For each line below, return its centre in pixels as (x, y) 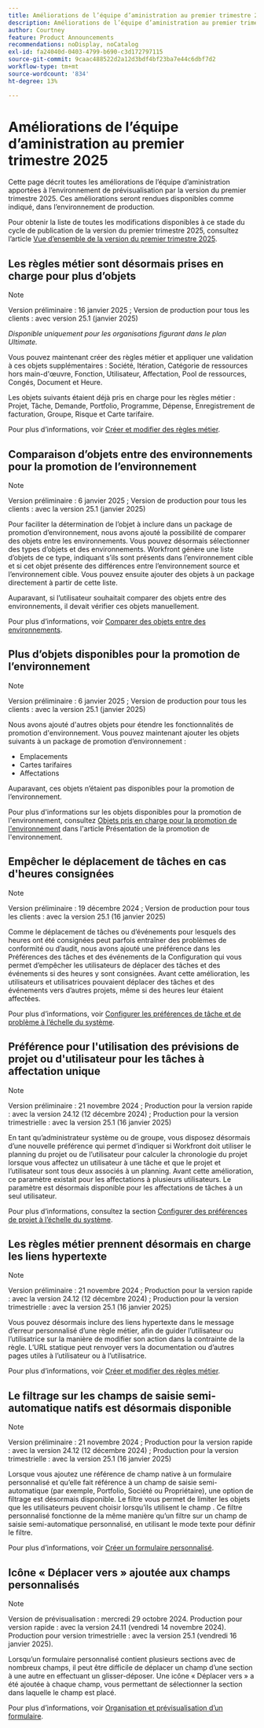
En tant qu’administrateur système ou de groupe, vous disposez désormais (129, 1137)
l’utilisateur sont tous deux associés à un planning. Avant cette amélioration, (131, 1171)
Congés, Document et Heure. (55, 383)
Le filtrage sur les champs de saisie (96, 1396)
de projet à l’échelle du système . (60, 1220)
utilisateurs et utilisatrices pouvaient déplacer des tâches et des (111, 981)
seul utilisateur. (33, 1196)
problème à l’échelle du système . (62, 1022)
